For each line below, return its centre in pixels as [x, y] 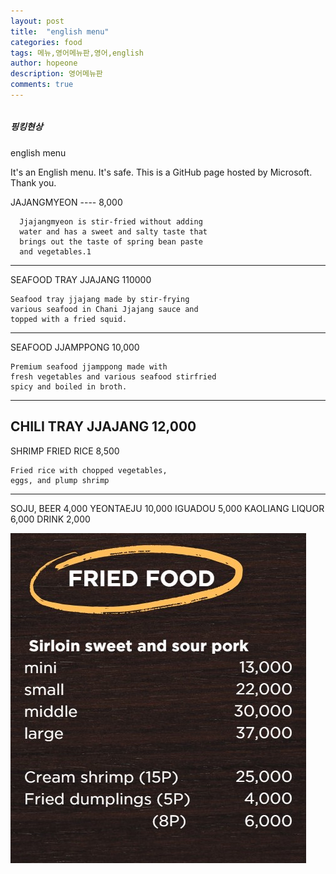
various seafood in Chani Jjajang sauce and [104, 309]
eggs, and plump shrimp [60, 480]
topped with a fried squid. [69, 319]
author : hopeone [44, 63]
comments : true [42, 85]
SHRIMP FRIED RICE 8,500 [65, 451]
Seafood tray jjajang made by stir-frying [100, 299]
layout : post [37, 21]
